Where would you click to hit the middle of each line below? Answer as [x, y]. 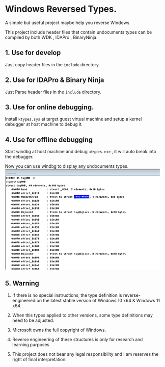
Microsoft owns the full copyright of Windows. [59, 330]
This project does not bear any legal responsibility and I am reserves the [85, 354]
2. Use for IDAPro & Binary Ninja [55, 80]
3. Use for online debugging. [50, 107]
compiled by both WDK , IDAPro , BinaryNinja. [51, 37]
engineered [24, 300]
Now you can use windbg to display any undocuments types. [67, 166]
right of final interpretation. [40, 359]
